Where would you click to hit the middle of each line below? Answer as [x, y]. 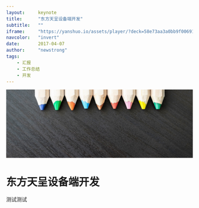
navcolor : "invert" [33, 38]
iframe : [16, 31]
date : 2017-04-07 [36, 44]
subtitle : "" [25, 25]
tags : [13, 56]
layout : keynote [32, 12]
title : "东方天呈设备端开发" [45, 19]
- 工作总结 [28, 69]
